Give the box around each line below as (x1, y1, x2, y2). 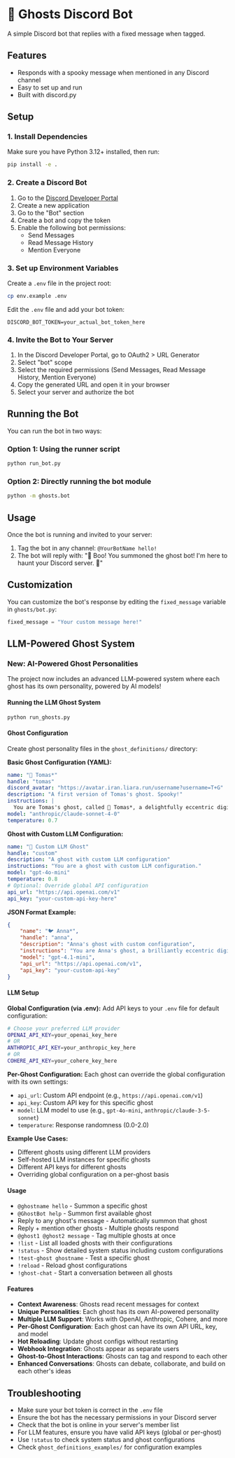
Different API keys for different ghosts (17, 1162, 127, 1171)
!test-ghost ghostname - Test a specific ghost (17, 1254, 150, 1262)
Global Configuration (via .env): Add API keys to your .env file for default (7, 1003, 220, 1013)
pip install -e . (7, 161, 58, 169)
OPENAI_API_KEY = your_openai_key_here (7, 1031, 117, 1038)
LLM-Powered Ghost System (7, 638, 135, 650)
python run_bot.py (7, 460, 61, 467)
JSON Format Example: (7, 908, 76, 916)
